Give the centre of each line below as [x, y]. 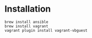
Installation [28, 9]
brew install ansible [27, 22]
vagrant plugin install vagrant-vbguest [46, 30]
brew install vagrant [27, 26]
